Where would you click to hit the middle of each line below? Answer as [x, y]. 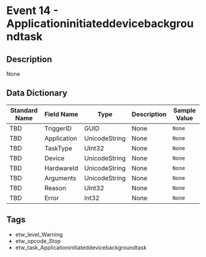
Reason [55, 188]
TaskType [58, 148]
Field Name [61, 114]
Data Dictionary [37, 93]
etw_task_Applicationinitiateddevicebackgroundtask [81, 247]
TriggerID [58, 128]
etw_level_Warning [39, 234]
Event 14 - [32, 11]
